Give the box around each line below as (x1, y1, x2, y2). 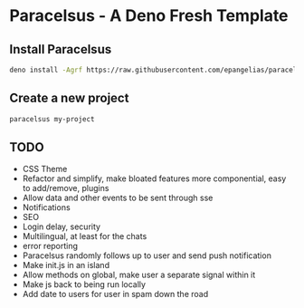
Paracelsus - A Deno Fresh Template (9, 5, 289, 26)
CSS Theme (22, 164, 68, 175)
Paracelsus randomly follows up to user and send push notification (22, 250, 271, 261)
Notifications (22, 202, 71, 213)
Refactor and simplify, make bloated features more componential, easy (22, 173, 287, 184)
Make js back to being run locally (22, 279, 147, 290)
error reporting (22, 241, 79, 252)
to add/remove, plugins (22, 183, 109, 194)
